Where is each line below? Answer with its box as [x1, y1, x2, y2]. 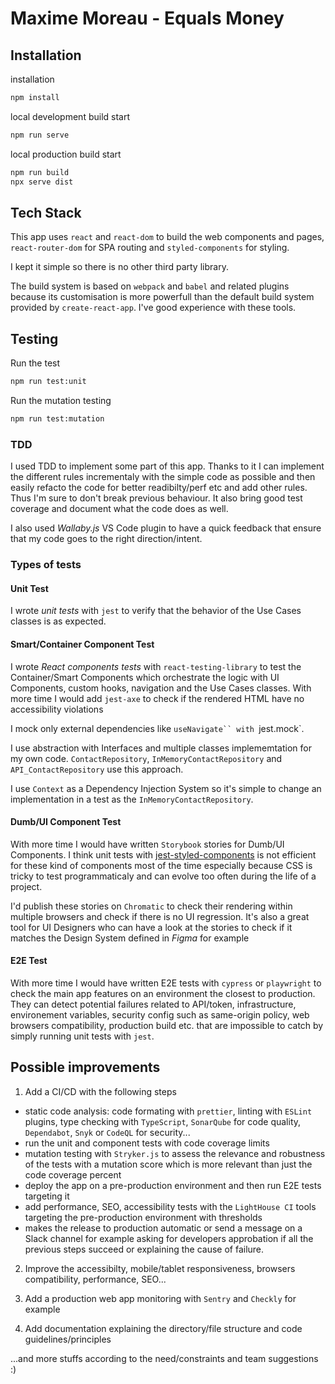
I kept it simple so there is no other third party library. [10, 261, 229, 273]
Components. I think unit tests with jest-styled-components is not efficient [10, 848, 317, 861]
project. [10, 880, 43, 892]
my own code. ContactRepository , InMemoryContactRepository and [10, 752, 283, 764]
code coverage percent [24, 1168, 122, 1181]
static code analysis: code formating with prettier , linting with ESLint [24, 1105, 313, 1117]
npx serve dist [10, 177, 74, 187]
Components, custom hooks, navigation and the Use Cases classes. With [10, 682, 312, 694]
